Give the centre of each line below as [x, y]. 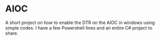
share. [12, 33]
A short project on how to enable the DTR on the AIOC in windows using [80, 22]
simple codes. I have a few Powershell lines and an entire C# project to [79, 27]
